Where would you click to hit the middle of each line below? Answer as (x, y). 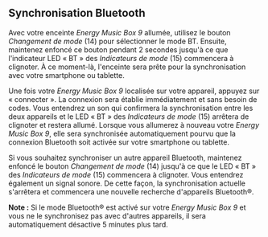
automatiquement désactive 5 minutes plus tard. (89, 224)
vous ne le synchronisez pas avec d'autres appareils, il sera (107, 215)
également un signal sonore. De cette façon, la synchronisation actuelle (127, 183)
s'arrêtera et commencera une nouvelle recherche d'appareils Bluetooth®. (131, 191)
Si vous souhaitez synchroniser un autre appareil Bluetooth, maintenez (125, 157)
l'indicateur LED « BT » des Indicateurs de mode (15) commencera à (121, 58)
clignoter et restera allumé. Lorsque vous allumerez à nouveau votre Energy (134, 125)
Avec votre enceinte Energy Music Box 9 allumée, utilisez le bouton (120, 32)
